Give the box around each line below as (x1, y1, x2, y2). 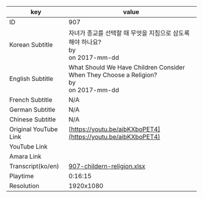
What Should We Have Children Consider (68, 63, 185, 71)
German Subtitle (9, 106, 56, 113)
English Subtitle (9, 75, 53, 83)
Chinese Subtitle (9, 115, 56, 123)
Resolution (9, 182, 39, 190)
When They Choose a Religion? (68, 71, 158, 79)
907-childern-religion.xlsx (68, 162, 146, 170)
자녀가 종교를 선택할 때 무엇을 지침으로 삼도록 (68, 29, 190, 37)
